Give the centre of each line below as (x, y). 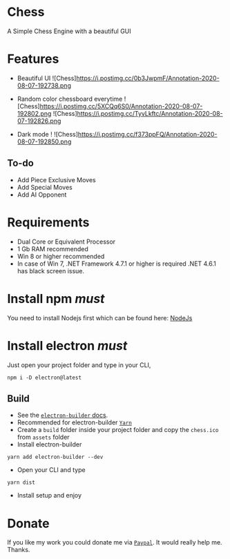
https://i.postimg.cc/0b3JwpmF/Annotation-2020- (147, 78)
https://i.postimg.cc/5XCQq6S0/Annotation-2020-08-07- (121, 106)
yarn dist (21, 483)
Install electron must (67, 345)
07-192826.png (39, 121)
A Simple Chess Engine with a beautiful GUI (69, 31)
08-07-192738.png (44, 85)
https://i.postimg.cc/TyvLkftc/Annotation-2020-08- (150, 113)
